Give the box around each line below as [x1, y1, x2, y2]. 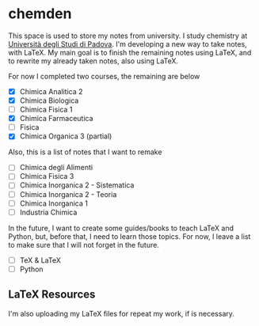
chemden [8, 5, 72, 23]
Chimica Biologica [19, 96, 79, 105]
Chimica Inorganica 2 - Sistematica [19, 180, 135, 190]
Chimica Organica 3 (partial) [19, 131, 112, 141]
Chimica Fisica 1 [19, 104, 73, 115]
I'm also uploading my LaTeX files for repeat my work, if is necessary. [8, 309, 235, 318]
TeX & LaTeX [19, 255, 62, 265]
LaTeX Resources [8, 288, 96, 301]
